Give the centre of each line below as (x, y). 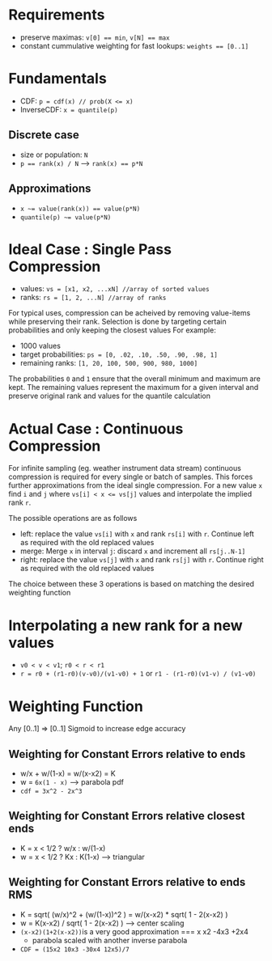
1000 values (40, 346)
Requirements (57, 15)
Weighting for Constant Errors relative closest (127, 816)
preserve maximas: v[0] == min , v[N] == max (95, 37)
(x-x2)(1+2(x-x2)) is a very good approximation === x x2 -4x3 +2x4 (134, 931)
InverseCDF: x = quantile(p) (69, 109)
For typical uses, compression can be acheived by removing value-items (130, 313)
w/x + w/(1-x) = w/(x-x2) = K (68, 773)
